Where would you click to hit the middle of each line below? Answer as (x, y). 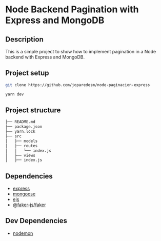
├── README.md (21, 122)
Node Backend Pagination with (72, 9)
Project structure (33, 110)
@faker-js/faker (29, 205)
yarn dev (15, 94)
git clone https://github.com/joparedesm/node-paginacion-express (78, 85)
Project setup (27, 73)
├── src (14, 136)
